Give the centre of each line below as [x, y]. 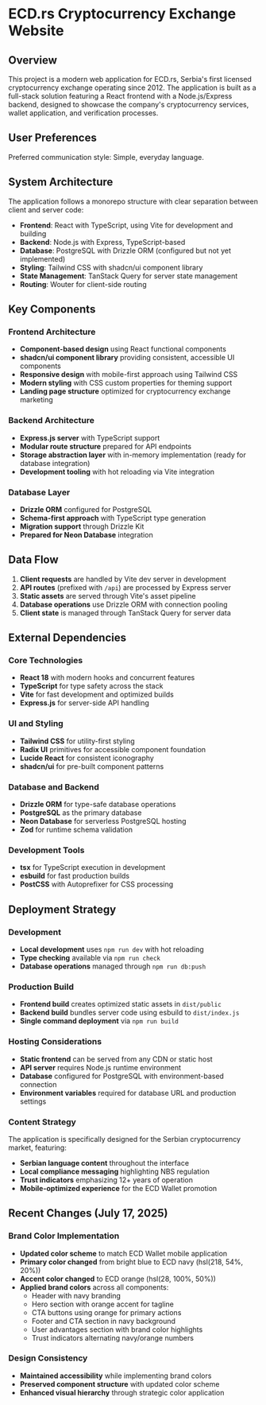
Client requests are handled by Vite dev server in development [123, 579]
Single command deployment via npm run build [99, 1021]
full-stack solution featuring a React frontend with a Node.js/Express [120, 96]
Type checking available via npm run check [90, 957]
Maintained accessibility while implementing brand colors [116, 1376]
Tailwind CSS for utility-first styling [77, 741]
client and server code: [46, 210]
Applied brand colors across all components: [94, 1287]
